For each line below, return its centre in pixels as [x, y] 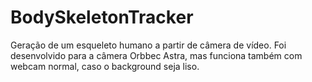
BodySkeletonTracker [102, 17]
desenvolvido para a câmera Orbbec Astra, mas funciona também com [156, 55]
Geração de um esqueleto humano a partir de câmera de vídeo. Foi [148, 45]
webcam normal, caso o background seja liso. [105, 66]
